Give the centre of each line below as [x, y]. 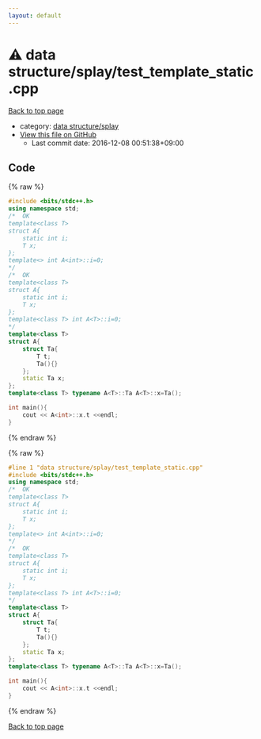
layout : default [35, 15]
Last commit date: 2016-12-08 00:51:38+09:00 [108, 143]
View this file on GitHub [58, 134]
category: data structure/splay [69, 126]
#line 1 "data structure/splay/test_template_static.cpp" [106, 468]
